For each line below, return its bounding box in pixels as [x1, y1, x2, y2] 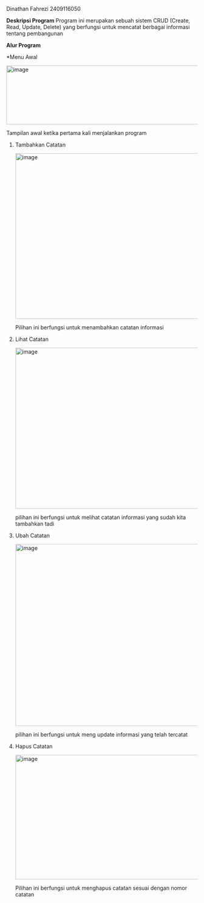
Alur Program [6, 42, 41, 49]
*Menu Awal [6, 53, 38, 60]
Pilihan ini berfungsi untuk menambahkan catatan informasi [15, 324, 164, 331]
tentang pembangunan [6, 30, 64, 37]
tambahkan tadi [15, 520, 55, 527]
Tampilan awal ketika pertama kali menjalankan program [6, 129, 147, 136]
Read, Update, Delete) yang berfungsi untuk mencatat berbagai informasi [6, 24, 190, 30]
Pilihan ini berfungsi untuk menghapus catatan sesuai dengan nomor [15, 884, 188, 891]
